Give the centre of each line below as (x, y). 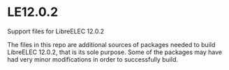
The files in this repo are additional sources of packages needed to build (111, 44)
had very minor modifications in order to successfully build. (93, 59)
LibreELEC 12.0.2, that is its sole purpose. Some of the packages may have (114, 52)
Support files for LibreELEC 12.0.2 (56, 31)
